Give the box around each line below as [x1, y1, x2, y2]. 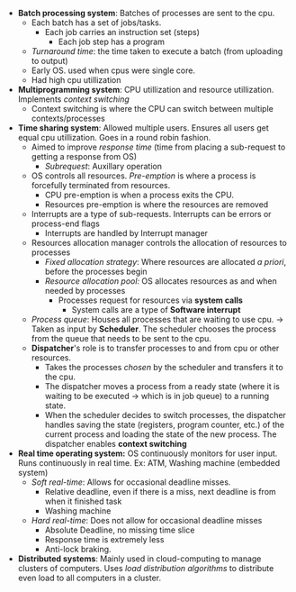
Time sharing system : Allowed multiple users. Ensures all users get [17, 123, 269, 133]
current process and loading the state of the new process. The [44, 429, 277, 440]
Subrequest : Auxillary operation [44, 161, 163, 171]
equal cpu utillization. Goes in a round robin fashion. [17, 132, 211, 142]
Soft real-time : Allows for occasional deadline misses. [31, 477, 231, 487]
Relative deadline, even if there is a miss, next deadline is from [44, 487, 276, 496]
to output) [31, 56, 69, 66]
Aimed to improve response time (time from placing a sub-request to [31, 141, 286, 152]
